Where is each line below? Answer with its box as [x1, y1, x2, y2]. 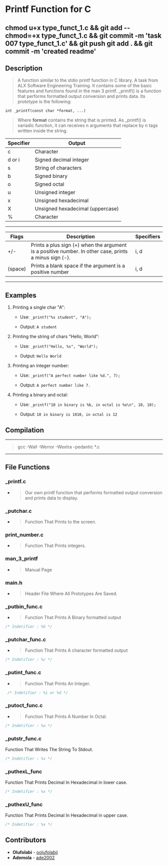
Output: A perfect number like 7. [19, 382, 91, 388]
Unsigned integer [34, 189, 75, 196]
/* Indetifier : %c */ [5, 657, 52, 662]
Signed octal [34, 181, 64, 188]
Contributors [5, 836, 46, 844]
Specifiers [135, 233, 160, 240]
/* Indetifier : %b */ [5, 624, 52, 629]
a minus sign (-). [30, 254, 71, 261]
